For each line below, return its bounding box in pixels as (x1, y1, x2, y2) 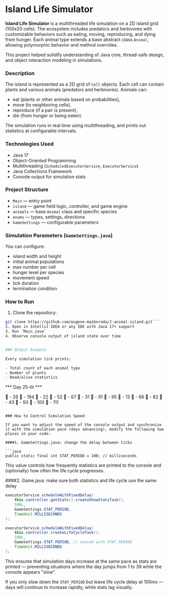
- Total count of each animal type (5, 365, 80, 370)
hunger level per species (12, 270, 64, 276)
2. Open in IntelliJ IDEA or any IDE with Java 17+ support (5, 324, 135, 329)
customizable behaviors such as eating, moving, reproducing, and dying (5, 31, 156, 37)
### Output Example (5, 347, 47, 352)
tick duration (12, 280, 39, 286)
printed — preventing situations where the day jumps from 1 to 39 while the (5, 564, 162, 570)
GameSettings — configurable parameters (12, 219, 99, 225)
